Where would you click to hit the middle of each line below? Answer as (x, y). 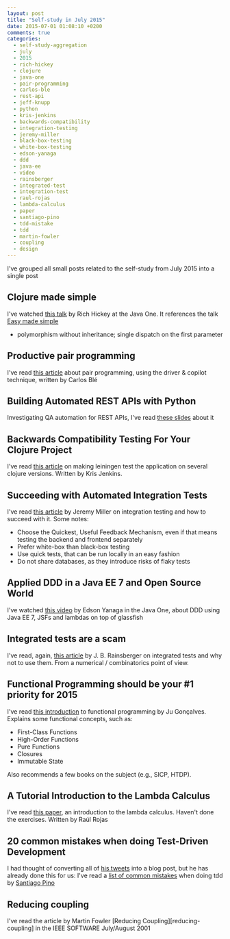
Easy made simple (33, 321)
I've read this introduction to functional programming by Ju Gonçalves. (107, 711)
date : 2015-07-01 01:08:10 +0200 (55, 26)
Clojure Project (40, 450)
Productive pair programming (71, 356)
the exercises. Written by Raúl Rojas (57, 820)
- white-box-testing (42, 147)
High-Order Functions (48, 739)
